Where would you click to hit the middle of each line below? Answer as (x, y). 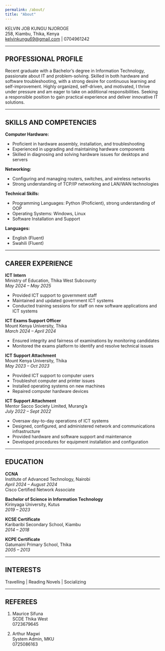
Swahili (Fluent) (28, 243)
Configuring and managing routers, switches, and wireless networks (81, 179)
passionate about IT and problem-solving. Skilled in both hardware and (77, 76)
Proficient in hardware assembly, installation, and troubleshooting (78, 144)
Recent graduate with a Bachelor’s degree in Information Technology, (75, 71)
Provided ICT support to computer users (53, 375)
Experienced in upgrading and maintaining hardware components (78, 149)
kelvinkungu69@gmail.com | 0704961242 (47, 39)
